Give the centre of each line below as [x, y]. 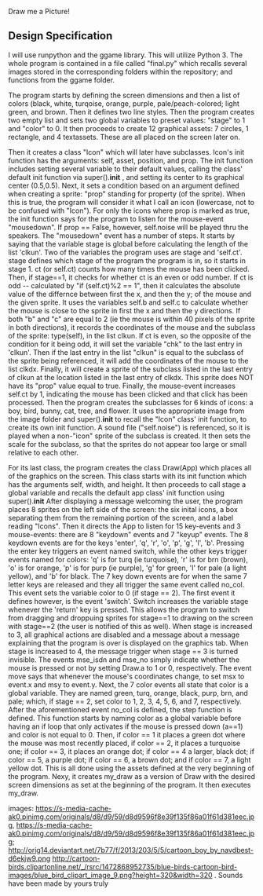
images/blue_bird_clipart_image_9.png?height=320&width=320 [111, 875]
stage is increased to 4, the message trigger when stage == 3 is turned [123, 651]
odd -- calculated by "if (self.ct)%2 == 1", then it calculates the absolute [124, 285]
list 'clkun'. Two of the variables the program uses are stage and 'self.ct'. [125, 252]
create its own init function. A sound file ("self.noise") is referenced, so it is [129, 427]
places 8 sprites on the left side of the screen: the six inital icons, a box [123, 509]
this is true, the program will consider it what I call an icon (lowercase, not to [131, 202]
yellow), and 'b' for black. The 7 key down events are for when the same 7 [128, 576]
